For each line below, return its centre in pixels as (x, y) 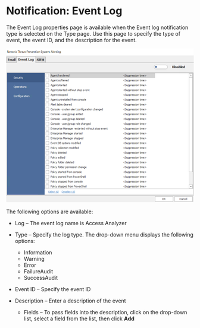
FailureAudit (38, 271)
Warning (34, 258)
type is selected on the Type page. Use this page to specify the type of (93, 33)
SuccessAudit (41, 277)
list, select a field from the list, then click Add (79, 318)
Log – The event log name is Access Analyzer (71, 223)
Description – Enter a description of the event (70, 301)
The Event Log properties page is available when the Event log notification (97, 27)
